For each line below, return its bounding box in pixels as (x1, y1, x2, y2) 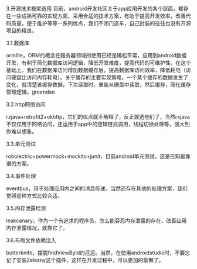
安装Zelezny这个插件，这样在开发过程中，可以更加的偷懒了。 (16, 257, 164, 263)
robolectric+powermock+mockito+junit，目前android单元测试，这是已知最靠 (6, 153, 191, 160)
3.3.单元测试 (6, 140, 36, 147)
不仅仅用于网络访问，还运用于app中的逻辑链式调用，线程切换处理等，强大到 (6, 120, 191, 127)
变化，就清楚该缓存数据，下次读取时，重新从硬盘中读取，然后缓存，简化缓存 (6, 81, 191, 88)
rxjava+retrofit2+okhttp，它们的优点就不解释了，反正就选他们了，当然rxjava (6, 113, 191, 120)
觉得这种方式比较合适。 (6, 192, 63, 199)
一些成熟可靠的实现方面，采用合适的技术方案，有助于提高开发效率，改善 (11, 12, 186, 19)
